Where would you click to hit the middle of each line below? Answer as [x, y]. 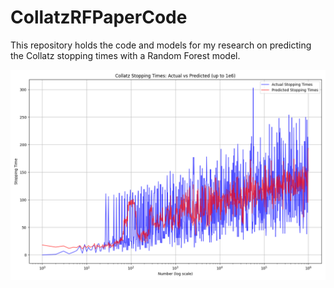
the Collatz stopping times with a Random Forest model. [125, 55]
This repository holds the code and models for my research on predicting [161, 45]
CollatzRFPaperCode [99, 17]
